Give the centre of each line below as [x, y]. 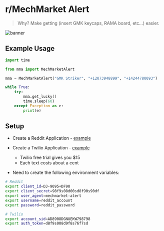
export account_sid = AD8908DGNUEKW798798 [48, 219]
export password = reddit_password [40, 205]
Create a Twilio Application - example [51, 148]
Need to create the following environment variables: [66, 173]
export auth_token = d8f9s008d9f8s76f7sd [47, 223]
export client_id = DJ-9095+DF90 [38, 186]
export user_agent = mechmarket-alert [43, 196]
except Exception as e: [39, 106]
